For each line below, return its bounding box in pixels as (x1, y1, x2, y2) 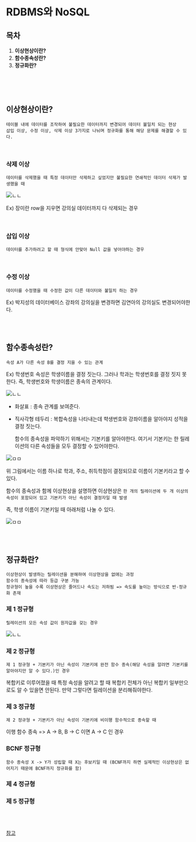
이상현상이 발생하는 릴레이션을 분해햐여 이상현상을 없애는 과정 (6, 572, 135, 578)
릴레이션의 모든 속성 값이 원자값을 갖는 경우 (6, 620, 98, 625)
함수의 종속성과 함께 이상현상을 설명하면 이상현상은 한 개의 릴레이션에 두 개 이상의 (6, 487, 188, 494)
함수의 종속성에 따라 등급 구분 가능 (6, 578, 80, 584)
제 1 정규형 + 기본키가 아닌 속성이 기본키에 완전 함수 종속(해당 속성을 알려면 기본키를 (6, 661, 188, 668)
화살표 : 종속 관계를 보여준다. (14, 403, 81, 410)
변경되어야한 (161, 299, 191, 306)
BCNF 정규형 (6, 745, 41, 753)
